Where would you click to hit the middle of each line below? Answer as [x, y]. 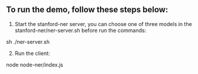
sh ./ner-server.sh [28, 41]
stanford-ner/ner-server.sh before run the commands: [80, 30]
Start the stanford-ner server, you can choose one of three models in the [103, 24]
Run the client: [32, 53]
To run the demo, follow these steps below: [87, 10]
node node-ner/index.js [35, 65]
